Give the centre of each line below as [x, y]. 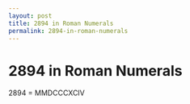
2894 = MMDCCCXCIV [46, 93]
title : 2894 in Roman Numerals [61, 23]
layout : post [30, 16]
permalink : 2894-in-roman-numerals [68, 31]
